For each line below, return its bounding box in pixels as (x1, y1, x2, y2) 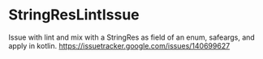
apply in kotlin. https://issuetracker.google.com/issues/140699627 (8, 40, 231, 50)
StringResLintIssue (8, 6, 140, 24)
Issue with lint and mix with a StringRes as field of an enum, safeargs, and (8, 32, 256, 42)
